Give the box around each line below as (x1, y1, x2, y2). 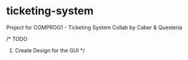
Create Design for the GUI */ (14, 46, 85, 54)
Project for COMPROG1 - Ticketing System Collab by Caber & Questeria (6, 24, 183, 31)
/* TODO (6, 35, 28, 42)
